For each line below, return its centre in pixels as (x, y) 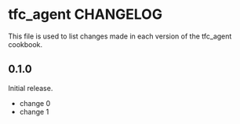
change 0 (35, 103)
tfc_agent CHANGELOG (85, 15)
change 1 (34, 111)
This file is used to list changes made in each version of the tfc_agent (120, 36)
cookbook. (25, 44)
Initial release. (31, 88)
